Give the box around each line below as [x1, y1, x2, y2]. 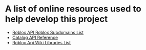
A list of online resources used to [5, 3, 142, 14]
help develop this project [5, 13, 108, 25]
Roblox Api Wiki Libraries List [12, 39, 71, 45]
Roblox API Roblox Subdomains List [12, 29, 84, 35]
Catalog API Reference [12, 35, 58, 40]
